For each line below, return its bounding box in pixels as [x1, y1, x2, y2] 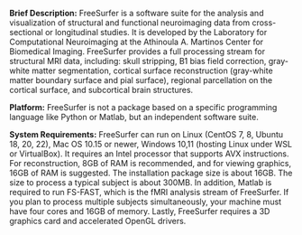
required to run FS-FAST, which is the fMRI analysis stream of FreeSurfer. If [9, 187, 289, 197]
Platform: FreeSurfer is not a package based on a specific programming [9, 102, 278, 112]
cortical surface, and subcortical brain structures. [9, 85, 194, 95]
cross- [252, 17, 277, 28]
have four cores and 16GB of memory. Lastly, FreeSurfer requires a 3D [9, 206, 270, 216]
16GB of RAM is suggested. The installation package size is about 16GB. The [9, 167, 293, 178]
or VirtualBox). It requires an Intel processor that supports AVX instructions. [9, 148, 290, 159]
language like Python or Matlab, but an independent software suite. [9, 112, 259, 122]
